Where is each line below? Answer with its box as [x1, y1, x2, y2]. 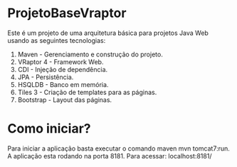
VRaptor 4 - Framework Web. [17, 57, 104, 66]
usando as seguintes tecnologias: [7, 36, 106, 44]
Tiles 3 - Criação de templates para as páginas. [17, 88, 157, 96]
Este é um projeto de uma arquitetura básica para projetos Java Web [7, 29, 209, 37]
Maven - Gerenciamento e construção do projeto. [17, 50, 164, 59]
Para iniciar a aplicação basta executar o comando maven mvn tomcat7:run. [7, 144, 230, 153]
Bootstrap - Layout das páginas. [17, 95, 112, 104]
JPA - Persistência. [17, 73, 74, 81]
